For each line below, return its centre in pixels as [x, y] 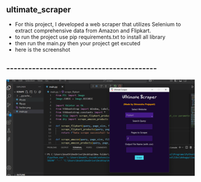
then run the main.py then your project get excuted [77, 43]
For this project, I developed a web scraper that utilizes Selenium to [98, 24]
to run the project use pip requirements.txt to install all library [90, 37]
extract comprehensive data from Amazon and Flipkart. [83, 30]
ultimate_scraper [39, 10]
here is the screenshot [42, 50]
